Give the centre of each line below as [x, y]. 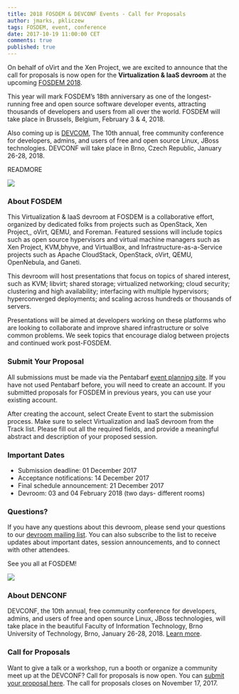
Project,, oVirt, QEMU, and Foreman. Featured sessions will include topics [115, 232]
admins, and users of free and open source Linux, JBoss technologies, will [117, 618]
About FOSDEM [35, 201]
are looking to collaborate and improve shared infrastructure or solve [108, 328]
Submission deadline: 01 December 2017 [77, 470]
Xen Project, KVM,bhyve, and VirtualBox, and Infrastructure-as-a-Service [115, 248]
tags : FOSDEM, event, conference [57, 27]
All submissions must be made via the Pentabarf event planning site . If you [117, 377]
